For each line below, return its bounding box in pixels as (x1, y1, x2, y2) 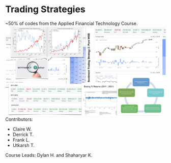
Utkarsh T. (12, 142, 35, 148)
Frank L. (12, 137, 30, 143)
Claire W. (12, 126, 32, 132)
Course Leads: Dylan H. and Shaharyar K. (5, 152, 93, 158)
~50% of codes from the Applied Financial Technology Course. (5, 20, 138, 26)
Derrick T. (12, 131, 34, 138)
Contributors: (5, 116, 33, 122)
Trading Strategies (5, 4, 85, 15)
